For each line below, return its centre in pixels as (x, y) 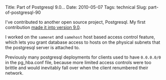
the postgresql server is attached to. (42, 47)
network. (14, 73)
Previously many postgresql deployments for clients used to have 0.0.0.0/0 (83, 57)
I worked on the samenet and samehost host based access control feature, (80, 37)
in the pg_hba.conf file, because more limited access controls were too (78, 62)
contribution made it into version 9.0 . (43, 27)
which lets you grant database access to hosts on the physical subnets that (83, 42)
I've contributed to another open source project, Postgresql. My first (75, 22)
